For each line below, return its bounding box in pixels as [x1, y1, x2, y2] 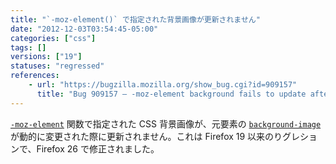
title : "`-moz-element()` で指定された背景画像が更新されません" [10, 14, 261, 25]
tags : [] [10, 42, 47, 53]
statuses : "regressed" [10, 61, 105, 71]
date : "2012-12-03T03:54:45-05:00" [10, 24, 159, 34]
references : [10, 71, 60, 81]
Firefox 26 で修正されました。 [36, 142, 160, 155]
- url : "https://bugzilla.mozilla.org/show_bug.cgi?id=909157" [28, 80, 298, 90]
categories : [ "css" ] [10, 33, 97, 43]
